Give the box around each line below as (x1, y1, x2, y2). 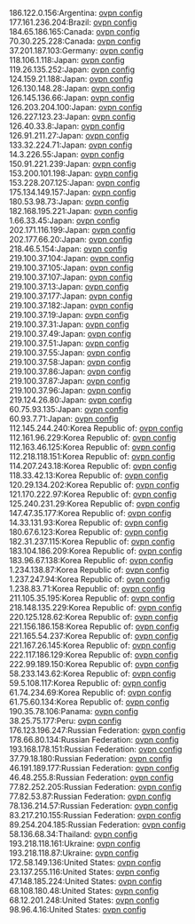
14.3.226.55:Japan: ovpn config (9, 149, 125, 159)
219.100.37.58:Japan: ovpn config (9, 357, 131, 367)
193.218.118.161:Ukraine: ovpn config (9, 839, 141, 848)
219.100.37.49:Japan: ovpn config (9, 329, 131, 339)
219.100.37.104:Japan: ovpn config (9, 253, 135, 263)
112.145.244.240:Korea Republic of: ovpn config (9, 423, 183, 434)
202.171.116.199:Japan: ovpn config (9, 225, 136, 235)
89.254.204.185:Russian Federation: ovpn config (9, 819, 186, 830)
